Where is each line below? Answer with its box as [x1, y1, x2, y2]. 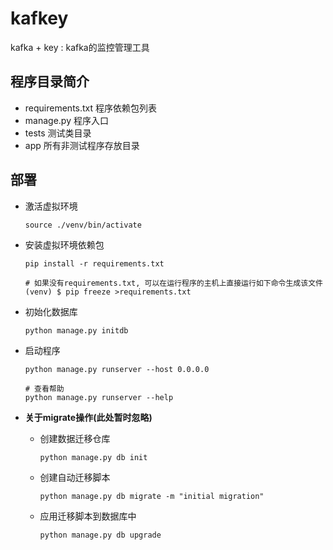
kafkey [10, 7, 69, 30]
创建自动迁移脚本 [39, 471, 111, 483]
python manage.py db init [39, 452, 148, 462]
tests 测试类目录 [24, 127, 92, 139]
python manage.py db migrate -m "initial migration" [39, 491, 265, 501]
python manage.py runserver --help [24, 392, 174, 402]
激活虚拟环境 [24, 200, 78, 212]
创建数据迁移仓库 [39, 432, 111, 444]
